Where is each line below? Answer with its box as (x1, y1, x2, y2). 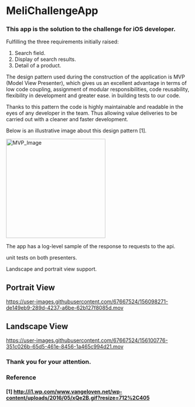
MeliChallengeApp (6, 4, 98, 18)
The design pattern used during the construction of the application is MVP (6, 73, 186, 80)
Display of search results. (14, 56, 76, 63)
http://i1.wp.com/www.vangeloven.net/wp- (13, 388, 122, 395)
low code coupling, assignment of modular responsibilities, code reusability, (6, 86, 189, 93)
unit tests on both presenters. (6, 254, 77, 261)
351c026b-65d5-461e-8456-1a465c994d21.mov (6, 343, 124, 350)
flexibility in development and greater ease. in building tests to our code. (6, 92, 180, 99)
